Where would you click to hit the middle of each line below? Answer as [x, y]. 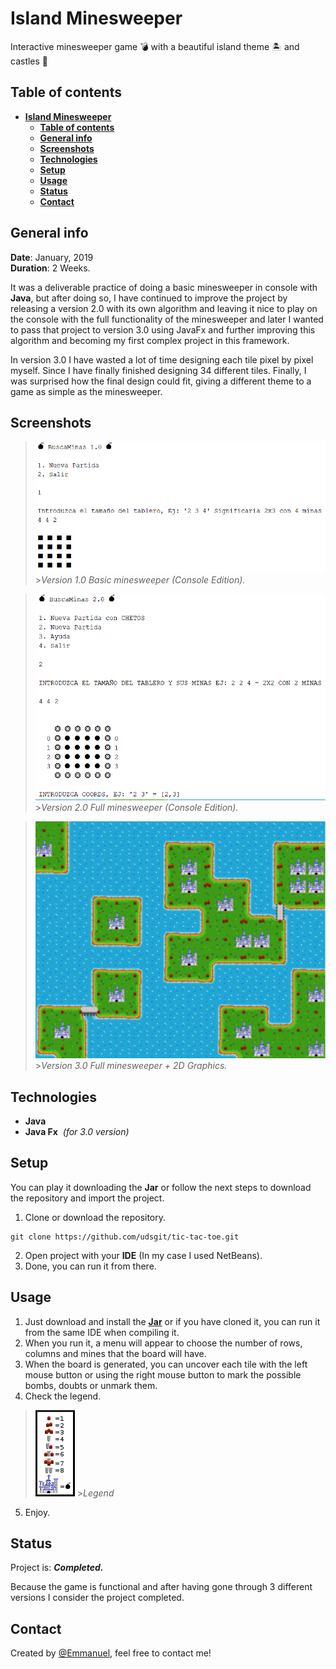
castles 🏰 [29, 61]
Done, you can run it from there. [90, 1266]
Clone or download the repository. [95, 1217]
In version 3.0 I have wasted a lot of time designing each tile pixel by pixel [162, 359]
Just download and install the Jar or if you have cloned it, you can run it [172, 1321]
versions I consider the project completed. [97, 1598]
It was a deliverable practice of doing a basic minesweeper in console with [164, 287]
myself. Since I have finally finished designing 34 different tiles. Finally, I [158, 370]
